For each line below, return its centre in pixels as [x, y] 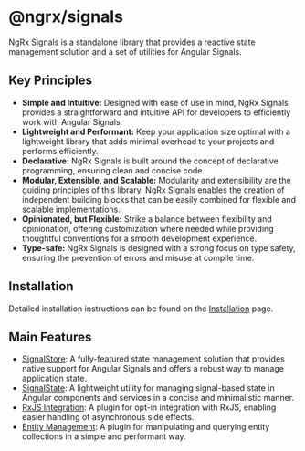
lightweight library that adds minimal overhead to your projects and [148, 141]
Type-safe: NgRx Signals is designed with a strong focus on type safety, [158, 247]
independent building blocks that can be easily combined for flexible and [158, 199]
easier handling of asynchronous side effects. [108, 417]
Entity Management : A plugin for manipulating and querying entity [146, 427]
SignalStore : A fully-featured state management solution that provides [153, 359]
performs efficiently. [60, 151]
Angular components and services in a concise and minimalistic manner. [158, 398]
